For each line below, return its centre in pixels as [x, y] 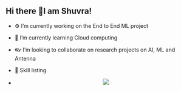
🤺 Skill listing [30, 70]
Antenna [25, 58]
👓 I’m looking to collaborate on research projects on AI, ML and [95, 50]
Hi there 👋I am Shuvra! [49, 11]
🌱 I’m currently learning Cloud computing [66, 38]
